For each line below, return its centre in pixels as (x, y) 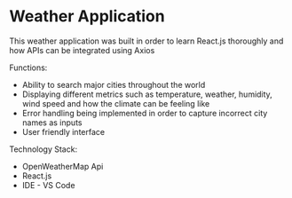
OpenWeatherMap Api (63, 166)
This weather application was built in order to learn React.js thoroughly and (146, 41)
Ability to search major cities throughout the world (114, 84)
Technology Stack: (43, 149)
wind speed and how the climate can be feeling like (116, 103)
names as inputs (52, 123)
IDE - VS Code (48, 185)
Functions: (28, 67)
